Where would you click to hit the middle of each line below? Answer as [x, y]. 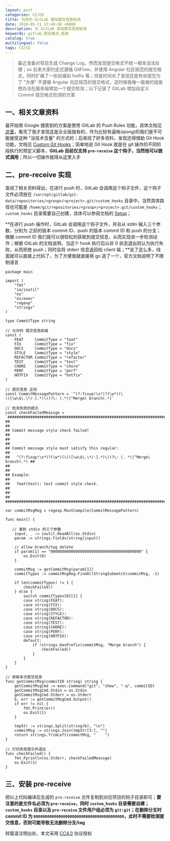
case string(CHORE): [45, 627]
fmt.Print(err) [39, 708]
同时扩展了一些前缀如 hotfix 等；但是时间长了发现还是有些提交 [91, 76]
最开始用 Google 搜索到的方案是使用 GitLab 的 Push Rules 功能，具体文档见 [83, 126]
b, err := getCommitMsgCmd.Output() [53, 700]
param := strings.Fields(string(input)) [57, 538]
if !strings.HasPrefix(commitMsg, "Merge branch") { [89, 645]
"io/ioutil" [27, 290]
